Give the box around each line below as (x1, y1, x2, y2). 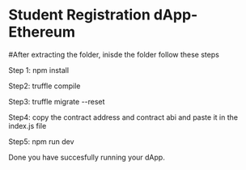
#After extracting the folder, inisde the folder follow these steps (8, 49, 220, 59)
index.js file (8, 121, 47, 130)
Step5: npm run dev (8, 136, 74, 147)
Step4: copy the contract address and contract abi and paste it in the (8, 112, 239, 122)
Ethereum (8, 23, 75, 41)
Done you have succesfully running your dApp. (8, 152, 166, 162)
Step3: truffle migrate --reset (8, 96, 105, 106)
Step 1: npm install (8, 65, 70, 74)
